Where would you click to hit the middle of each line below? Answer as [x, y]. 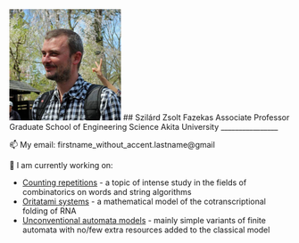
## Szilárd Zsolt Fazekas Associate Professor [206, 117]
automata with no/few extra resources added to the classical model [146, 230]
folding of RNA [49, 211]
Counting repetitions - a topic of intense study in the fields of [134, 182]
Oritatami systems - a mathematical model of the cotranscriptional [144, 201]
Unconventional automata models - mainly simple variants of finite [144, 220]
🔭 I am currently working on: [61, 165]
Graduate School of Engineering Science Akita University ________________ [144, 127]
